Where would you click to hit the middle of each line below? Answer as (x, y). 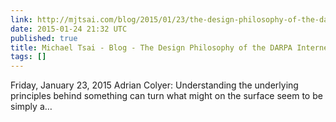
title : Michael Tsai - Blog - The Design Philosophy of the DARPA (151, 47)
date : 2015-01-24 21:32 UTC (69, 29)
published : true (44, 38)
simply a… (31, 107)
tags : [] (28, 57)
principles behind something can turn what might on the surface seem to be (166, 96)
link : (21, 19)
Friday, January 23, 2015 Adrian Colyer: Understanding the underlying (154, 85)
